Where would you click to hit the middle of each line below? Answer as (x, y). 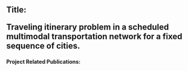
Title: (16, 10)
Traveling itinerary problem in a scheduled (88, 27)
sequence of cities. (43, 46)
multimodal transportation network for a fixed (94, 36)
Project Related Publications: (44, 62)
